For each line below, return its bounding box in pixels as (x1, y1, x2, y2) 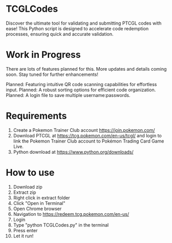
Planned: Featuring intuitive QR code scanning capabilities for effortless (6, 81, 157, 87)
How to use (6, 167, 55, 178)
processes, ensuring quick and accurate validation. (6, 31, 114, 37)
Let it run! (13, 233, 34, 239)
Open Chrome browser (13, 206, 62, 212)
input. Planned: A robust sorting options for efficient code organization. (6, 87, 156, 93)
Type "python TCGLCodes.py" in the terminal (13, 221, 109, 228)
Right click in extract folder (13, 194, 71, 200)
